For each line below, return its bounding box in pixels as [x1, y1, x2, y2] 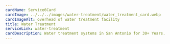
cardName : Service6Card [5, 7, 56, 13]
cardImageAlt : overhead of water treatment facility [5, 17, 120, 22]
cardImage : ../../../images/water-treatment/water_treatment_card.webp [5, 12, 161, 17]
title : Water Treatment [5, 21, 56, 27]
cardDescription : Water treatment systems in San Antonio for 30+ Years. [5, 31, 166, 36]
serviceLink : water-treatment [5, 26, 70, 31]
